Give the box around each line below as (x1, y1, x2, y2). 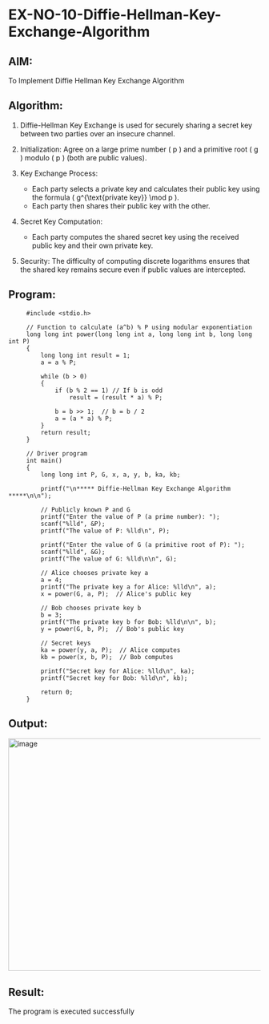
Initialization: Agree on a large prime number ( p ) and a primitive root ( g (19, 144, 259, 154)
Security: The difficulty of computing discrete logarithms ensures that (19, 256, 251, 265)
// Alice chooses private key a (40, 569, 149, 577)
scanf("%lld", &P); (40, 520, 106, 528)
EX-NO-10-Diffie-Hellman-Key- (8, 6, 222, 24)
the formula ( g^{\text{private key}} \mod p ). (31, 192, 180, 202)
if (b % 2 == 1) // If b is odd (54, 387, 163, 395)
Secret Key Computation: (19, 217, 103, 226)
